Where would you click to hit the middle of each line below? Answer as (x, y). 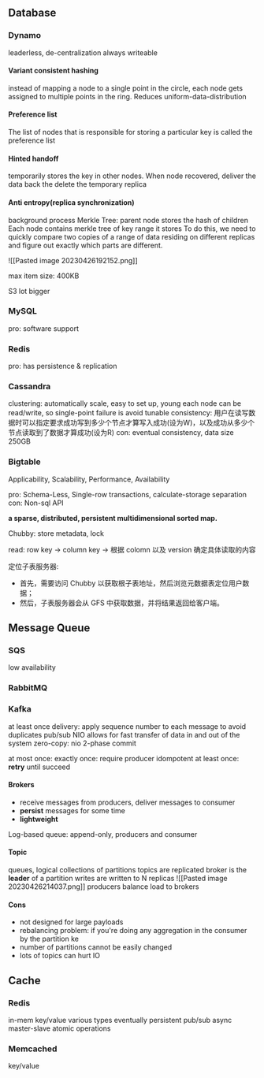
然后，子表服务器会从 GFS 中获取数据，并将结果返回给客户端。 (122, 603)
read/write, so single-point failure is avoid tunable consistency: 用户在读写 (128, 413)
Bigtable (24, 462)
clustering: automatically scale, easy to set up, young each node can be (125, 403)
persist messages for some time (73, 810)
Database (32, 13)
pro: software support (43, 328)
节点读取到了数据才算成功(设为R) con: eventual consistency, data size (121, 433)
